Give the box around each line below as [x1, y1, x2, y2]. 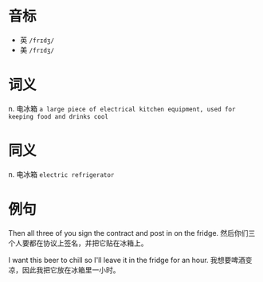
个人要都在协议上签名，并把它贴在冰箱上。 [8, 238, 148, 248]
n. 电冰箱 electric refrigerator [8, 169, 115, 179]
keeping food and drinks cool [8, 112, 109, 120]
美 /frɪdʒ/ [19, 45, 54, 54]
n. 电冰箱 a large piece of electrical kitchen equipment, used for [8, 104, 236, 113]
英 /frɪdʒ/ [19, 35, 54, 45]
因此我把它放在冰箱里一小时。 [22, 264, 120, 275]
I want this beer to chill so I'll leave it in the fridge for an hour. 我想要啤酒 [8, 255, 245, 264]
